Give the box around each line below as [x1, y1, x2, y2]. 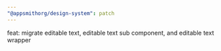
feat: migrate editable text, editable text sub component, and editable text [7, 29, 214, 37]
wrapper [7, 35, 31, 44]
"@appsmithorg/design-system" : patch [7, 10, 115, 17]
